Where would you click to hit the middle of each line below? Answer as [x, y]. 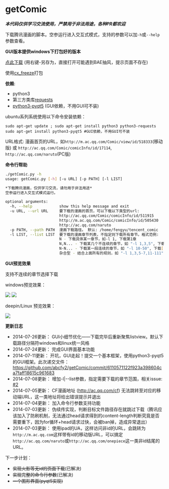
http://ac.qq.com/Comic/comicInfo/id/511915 [107, 216]
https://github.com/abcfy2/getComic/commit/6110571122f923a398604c [87, 367]
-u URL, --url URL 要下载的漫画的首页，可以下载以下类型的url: [75, 211]
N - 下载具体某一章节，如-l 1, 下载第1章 [98, 239]
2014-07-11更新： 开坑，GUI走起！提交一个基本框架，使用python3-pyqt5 [88, 355]
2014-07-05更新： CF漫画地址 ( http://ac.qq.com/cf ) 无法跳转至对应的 [84, 390]
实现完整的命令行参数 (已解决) [43, 474]
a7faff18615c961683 [33, 373]
